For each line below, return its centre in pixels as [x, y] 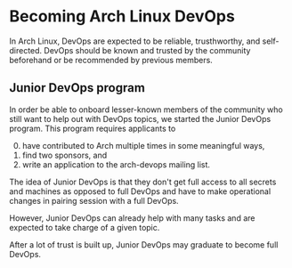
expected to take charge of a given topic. [85, 227]
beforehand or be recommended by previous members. [111, 60]
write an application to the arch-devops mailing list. [116, 164]
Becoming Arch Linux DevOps [122, 16]
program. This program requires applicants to [93, 128]
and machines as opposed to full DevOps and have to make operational [140, 191]
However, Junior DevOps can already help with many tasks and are [132, 218]
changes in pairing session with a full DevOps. [94, 200]
